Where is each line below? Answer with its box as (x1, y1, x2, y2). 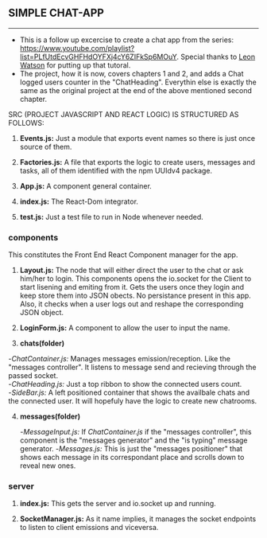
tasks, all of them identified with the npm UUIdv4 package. (19, 166, 213, 175)
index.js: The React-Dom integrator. (19, 197, 139, 206)
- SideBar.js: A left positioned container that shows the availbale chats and (8, 388, 250, 397)
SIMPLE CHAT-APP (8, 6, 105, 20)
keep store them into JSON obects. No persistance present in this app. (19, 290, 252, 301)
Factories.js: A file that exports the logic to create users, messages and (19, 157, 256, 166)
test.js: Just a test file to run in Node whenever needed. (19, 212, 204, 221)
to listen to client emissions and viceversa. (19, 523, 159, 532)
